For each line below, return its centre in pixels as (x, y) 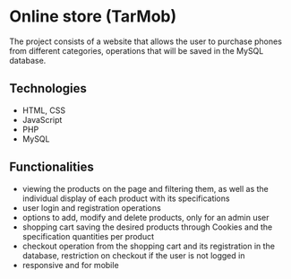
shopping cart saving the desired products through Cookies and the (147, 227)
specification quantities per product (88, 236)
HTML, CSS (43, 110)
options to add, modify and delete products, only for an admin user (145, 217)
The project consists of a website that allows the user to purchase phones (145, 41)
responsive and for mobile (70, 265)
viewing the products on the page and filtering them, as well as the (145, 188)
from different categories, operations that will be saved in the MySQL (137, 50)
